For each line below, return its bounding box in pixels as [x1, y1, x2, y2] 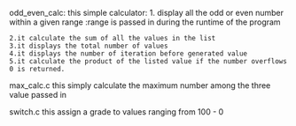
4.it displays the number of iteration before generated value [9, 49, 248, 58]
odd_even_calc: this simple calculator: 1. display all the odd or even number [9, 8, 284, 18]
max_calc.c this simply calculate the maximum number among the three [9, 80, 271, 91]
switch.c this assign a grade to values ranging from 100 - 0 [9, 107, 224, 117]
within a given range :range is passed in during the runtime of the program [9, 17, 281, 27]
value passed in [9, 90, 67, 100]
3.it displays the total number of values [9, 41, 168, 50]
